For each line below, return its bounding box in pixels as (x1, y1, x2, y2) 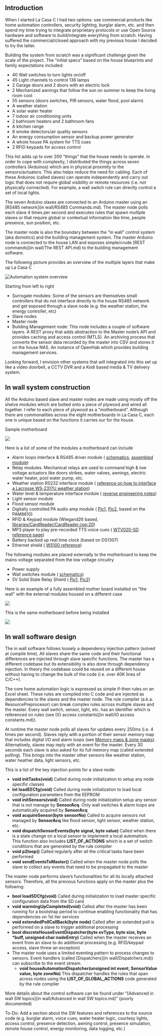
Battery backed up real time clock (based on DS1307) (12, 537, 118, 543)
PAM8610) (12, 511, 33, 517)
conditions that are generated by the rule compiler (12, 843, 112, 849)
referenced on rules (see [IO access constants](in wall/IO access (5, 712, 134, 718)
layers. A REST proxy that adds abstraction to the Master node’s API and (12, 329, 156, 334)
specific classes (12, 781, 44, 787)
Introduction (5, 4, 44, 12)
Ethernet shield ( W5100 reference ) (12, 542, 82, 548)
